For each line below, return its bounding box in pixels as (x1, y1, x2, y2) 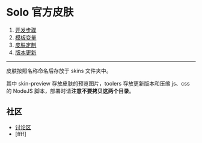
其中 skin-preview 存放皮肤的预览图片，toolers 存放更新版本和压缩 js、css (6, 80, 191, 87)
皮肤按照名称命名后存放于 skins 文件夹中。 (6, 67, 112, 74)
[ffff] (14, 130, 27, 138)
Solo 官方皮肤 (6, 5, 74, 19)
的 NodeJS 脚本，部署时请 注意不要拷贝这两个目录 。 (6, 87, 135, 95)
